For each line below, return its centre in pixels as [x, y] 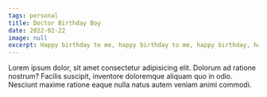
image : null [28, 38]
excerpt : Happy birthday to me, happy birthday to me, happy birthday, [129, 45]
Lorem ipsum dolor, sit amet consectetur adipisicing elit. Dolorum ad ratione [132, 68]
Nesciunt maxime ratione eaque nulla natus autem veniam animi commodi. [130, 85]
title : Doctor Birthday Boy [55, 23]
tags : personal [33, 16]
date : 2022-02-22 [37, 30]
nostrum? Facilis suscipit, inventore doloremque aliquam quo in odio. [120, 76]
